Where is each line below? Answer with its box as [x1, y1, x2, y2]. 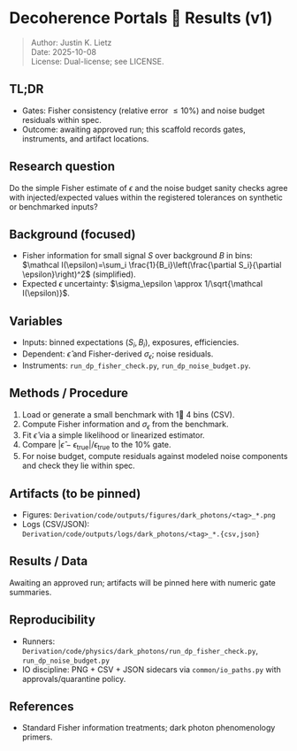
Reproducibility [9, 612, 95, 627]
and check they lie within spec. [21, 460, 135, 471]
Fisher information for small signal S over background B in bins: [21, 250, 254, 261]
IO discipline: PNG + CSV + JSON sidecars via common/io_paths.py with [21, 663, 281, 675]
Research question [9, 159, 116, 174]
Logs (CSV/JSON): [21, 519, 90, 529]
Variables [9, 313, 64, 328]
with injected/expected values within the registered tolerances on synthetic [9, 192, 283, 203]
